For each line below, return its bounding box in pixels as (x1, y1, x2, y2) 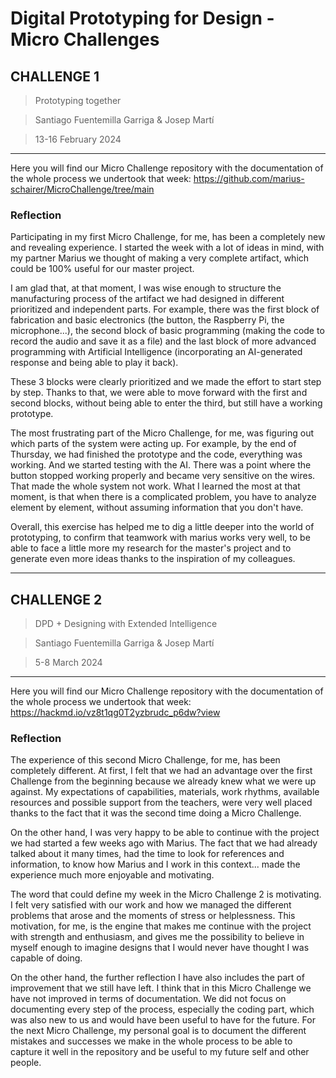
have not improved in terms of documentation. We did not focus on (10, 993, 287, 1005)
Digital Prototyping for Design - (10, 7, 275, 30)
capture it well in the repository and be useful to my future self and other (10, 1046, 310, 1058)
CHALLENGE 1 (10, 68, 100, 85)
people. (10, 1057, 42, 1069)
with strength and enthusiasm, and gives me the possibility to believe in (10, 931, 305, 943)
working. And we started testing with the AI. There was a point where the (10, 459, 312, 471)
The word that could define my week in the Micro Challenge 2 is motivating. (10, 888, 322, 901)
